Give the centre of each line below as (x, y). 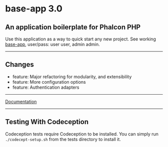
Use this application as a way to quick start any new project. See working (80, 39)
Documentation (21, 101)
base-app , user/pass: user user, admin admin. (52, 44)
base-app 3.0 (34, 9)
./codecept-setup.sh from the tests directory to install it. (63, 139)
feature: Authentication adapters (46, 87)
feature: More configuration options (49, 82)
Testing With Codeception (47, 122)
